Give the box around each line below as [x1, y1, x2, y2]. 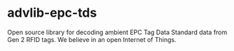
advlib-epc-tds [7, 5, 97, 21]
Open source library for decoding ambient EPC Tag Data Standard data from [7, 28, 228, 36]
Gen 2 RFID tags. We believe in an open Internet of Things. [7, 35, 177, 43]
